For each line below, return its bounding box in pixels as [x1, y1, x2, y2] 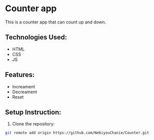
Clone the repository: [12, 121, 55, 127]
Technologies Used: [5, 33, 67, 41]
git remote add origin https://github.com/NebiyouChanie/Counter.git [5, 130, 150, 136]
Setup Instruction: [5, 108, 61, 116]
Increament [12, 83, 36, 89]
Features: [5, 71, 35, 79]
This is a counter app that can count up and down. [5, 19, 106, 25]
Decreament [12, 89, 38, 95]
